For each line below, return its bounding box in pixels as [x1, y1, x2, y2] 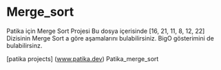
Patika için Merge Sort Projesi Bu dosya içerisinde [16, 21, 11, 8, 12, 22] [6, 27, 205, 35]
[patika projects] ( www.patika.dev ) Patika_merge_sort [6, 54, 159, 62]
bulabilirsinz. [6, 41, 43, 49]
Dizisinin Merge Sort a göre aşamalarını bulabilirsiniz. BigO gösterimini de [6, 34, 214, 42]
